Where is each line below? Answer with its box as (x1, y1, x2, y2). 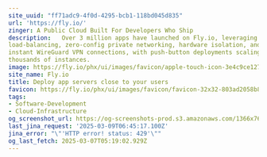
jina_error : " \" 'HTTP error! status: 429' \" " (8, 129, 161, 137)
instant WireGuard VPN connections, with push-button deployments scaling (8, 48, 261, 56)
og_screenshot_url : (8, 115, 73, 123)
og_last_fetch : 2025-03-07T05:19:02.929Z (8, 136, 148, 145)
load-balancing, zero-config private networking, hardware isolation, (8, 41, 247, 49)
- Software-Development (8, 100, 87, 108)
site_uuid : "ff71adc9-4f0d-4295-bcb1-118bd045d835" (8, 11, 183, 20)
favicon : (8, 85, 37, 94)
